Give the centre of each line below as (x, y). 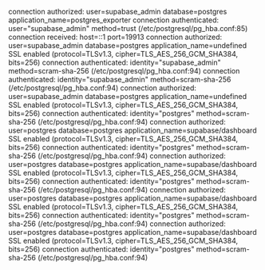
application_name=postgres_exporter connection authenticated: (114, 20)
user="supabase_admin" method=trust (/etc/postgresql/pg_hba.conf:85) (128, 28)
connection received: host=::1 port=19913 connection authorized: (115, 37)
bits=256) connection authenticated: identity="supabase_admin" (115, 62)
